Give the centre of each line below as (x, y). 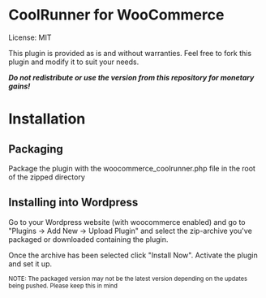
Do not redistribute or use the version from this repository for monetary (131, 77)
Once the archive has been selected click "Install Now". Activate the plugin (133, 255)
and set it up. (30, 263)
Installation (47, 119)
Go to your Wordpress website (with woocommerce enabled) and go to (127, 222)
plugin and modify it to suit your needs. (74, 62)
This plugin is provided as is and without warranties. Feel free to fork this (130, 53)
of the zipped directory (47, 177)
